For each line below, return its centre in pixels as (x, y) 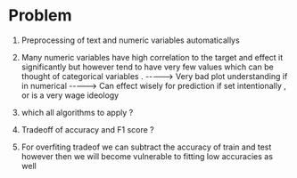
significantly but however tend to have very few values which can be (147, 67)
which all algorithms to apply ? (77, 112)
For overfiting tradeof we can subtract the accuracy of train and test (146, 147)
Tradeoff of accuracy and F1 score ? (87, 129)
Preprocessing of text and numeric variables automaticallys (130, 40)
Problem (40, 16)
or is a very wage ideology (70, 95)
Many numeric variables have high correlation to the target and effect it (152, 57)
